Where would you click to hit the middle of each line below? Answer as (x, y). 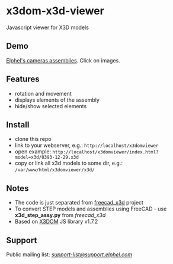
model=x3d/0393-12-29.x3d (47, 158)
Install (18, 125)
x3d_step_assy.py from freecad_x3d (60, 215)
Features (23, 79)
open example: (33, 152)
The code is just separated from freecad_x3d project (79, 203)
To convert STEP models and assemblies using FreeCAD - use (91, 209)
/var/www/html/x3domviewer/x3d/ (55, 170)
